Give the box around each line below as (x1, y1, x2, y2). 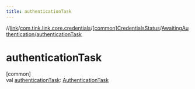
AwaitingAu (161, 24, 189, 31)
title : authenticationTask (6, 8, 72, 15)
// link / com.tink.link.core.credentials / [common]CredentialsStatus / (6, 24, 162, 31)
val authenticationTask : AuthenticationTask (6, 76, 109, 83)
